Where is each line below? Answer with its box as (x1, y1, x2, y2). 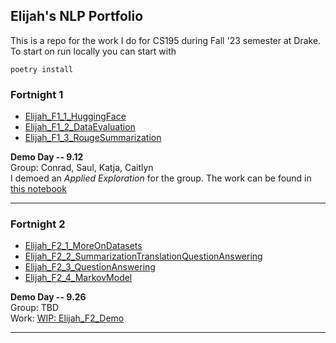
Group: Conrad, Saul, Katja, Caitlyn (10, 162, 154, 174)
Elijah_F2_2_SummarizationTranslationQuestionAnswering (24, 250, 263, 263)
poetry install (10, 64, 74, 74)
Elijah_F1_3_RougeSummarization (24, 132, 162, 144)
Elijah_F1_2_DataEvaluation (24, 121, 136, 133)
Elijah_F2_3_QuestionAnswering (24, 261, 156, 273)
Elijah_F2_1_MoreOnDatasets (24, 240, 143, 252)
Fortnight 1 (10, 87, 64, 101)
